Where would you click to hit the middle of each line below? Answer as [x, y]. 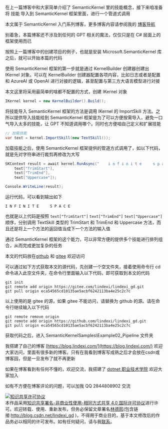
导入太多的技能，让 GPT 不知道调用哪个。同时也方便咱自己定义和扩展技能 [85, 123]
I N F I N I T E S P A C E [38, 206]
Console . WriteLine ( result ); [34, 187]
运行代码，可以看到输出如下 [34, 197]
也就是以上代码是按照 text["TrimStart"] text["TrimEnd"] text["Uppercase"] [84, 216]
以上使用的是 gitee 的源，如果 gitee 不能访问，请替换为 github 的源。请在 [80, 301]
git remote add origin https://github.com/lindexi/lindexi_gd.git [76, 321]
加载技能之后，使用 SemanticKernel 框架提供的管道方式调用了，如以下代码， [84, 148]
